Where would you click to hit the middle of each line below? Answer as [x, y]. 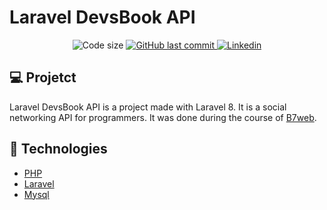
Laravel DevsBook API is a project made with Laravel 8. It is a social [148, 107]
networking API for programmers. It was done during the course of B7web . [163, 117]
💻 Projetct [43, 77]
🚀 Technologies [58, 149]
